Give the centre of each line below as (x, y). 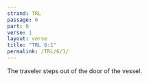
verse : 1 (20, 32)
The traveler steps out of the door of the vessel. (75, 71)
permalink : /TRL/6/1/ (38, 52)
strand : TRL (24, 13)
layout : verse (27, 39)
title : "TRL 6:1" (32, 45)
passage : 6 (23, 20)
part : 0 (18, 26)
